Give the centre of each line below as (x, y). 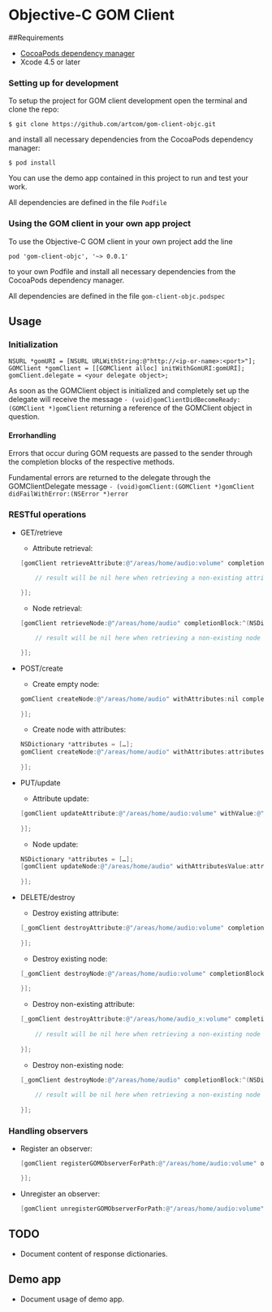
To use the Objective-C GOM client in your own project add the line (121, 241)
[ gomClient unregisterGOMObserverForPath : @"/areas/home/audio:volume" (142, 1209)
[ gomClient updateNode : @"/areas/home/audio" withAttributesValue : (135, 867)
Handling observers (48, 1131)
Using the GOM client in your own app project (100, 224)
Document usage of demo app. (72, 1299)
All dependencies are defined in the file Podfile (88, 203)
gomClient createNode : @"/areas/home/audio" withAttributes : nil (130, 699)
